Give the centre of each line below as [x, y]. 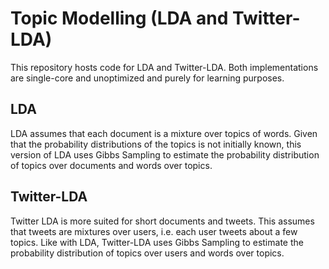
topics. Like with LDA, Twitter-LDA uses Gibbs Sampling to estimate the [157, 242]
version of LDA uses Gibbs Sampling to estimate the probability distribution [165, 154]
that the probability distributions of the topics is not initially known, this [156, 144]
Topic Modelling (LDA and [119, 18]
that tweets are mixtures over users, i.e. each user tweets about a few [154, 231]
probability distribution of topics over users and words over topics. [147, 253]
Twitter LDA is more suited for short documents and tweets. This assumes [162, 221]
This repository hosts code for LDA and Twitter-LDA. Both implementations [164, 67]
